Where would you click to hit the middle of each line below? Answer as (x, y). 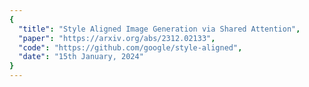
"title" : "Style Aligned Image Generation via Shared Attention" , (159, 29)
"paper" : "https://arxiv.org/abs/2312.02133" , (117, 38)
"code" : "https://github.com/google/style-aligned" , (130, 47)
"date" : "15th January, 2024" (81, 57)
